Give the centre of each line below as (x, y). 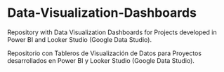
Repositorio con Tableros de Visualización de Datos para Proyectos (105, 53)
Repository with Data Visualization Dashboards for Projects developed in (112, 32)
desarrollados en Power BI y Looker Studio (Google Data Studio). (101, 60)
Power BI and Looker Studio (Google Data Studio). (80, 39)
